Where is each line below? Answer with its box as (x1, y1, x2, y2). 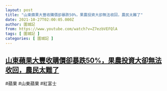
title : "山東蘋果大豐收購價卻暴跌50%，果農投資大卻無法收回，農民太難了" (5, 12, 143, 17)
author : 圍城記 (5, 21, 35, 27)
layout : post (5, 7, 33, 13)
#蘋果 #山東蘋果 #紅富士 (5, 80, 57, 86)
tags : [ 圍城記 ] (5, 31, 40, 36)
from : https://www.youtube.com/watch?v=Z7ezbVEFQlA (5, 27, 117, 32)
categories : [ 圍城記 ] (5, 36, 54, 41)
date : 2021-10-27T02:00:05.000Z (5, 17, 74, 22)
